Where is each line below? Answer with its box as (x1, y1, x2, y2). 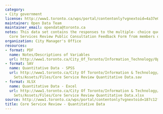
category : (5, 7, 25, 12)
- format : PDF (5, 48, 34, 52)
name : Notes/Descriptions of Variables (9, 52, 90, 57)
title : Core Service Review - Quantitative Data (5, 102, 105, 107)
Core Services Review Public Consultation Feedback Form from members (9, 34, 155, 39)
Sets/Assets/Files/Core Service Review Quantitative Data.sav (14, 75, 142, 80)
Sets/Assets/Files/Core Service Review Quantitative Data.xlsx (14, 93, 145, 98)
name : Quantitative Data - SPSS (9, 66, 75, 71)
